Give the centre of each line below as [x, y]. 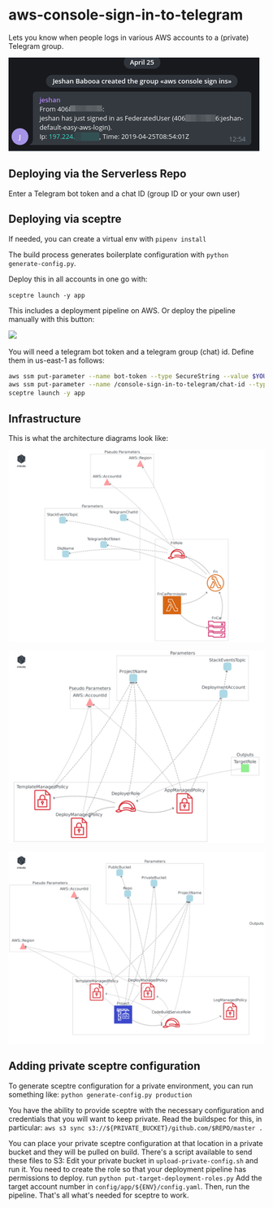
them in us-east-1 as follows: [57, 360]
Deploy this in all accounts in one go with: [78, 279]
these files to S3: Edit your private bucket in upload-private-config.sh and [133, 1160]
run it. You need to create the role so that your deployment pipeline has [127, 1169]
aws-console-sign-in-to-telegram [126, 15]
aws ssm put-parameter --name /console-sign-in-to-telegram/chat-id [127, 385]
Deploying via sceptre [65, 219]
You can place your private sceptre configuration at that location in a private [136, 1143]
